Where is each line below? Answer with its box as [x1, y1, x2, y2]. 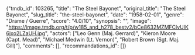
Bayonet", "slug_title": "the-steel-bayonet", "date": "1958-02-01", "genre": [6, 11, 184, 18]
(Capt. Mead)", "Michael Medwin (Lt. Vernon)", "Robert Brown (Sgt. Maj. [6, 36, 180, 43]
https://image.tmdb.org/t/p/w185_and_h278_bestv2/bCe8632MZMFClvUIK [8, 23, 189, 30]
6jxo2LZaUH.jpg [6, 30, 46, 37]
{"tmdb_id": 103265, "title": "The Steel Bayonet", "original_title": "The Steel [6, 5, 186, 12]
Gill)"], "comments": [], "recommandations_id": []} [6, 42, 127, 49]
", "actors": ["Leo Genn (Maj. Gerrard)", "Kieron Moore [45, 30, 176, 37]
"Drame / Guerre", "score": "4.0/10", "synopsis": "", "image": [6, 18, 151, 24]
